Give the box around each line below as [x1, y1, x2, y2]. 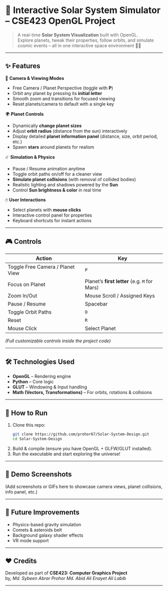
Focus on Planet [7, 281, 46, 288]
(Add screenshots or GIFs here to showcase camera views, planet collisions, [5, 483, 162, 489]
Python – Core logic [12, 379, 54, 385]
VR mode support [12, 537, 49, 543]
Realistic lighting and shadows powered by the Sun [12, 181, 118, 187]
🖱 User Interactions [5, 196, 46, 203]
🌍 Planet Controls [5, 111, 44, 117]
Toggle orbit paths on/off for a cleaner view [12, 171, 102, 177]
